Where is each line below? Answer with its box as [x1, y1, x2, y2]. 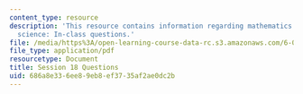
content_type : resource [9, 13, 99, 22]
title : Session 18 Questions [9, 64, 119, 73]
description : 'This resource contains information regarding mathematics [9, 21, 293, 30]
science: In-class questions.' [17, 30, 135, 38]
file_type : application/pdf [9, 47, 115, 56]
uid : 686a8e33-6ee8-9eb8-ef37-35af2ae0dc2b [9, 72, 176, 81]
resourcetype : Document [9, 55, 99, 64]
